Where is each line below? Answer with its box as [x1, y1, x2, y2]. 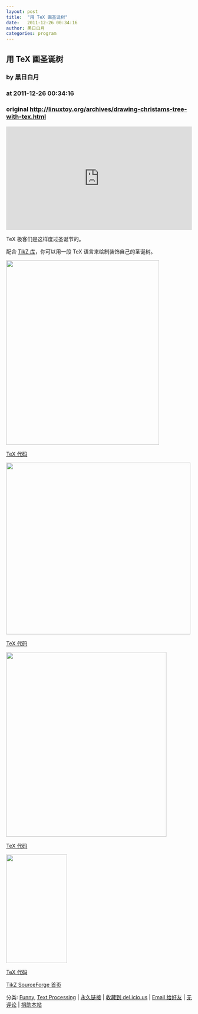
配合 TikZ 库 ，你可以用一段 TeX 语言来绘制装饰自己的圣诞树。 [6, 248, 156, 255]
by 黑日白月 [6, 73, 39, 82]
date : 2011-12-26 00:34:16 [6, 19, 78, 25]
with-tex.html [6, 113, 46, 121]
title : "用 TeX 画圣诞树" [6, 14, 68, 20]
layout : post [6, 8, 38, 15]
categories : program [6, 31, 57, 37]
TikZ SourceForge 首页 [6, 981, 62, 988]
